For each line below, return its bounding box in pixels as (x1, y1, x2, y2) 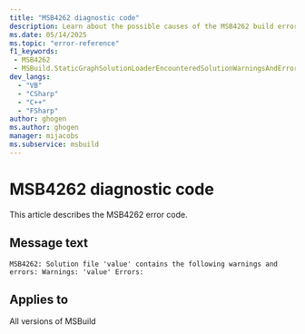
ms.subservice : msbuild (9, 140, 100, 149)
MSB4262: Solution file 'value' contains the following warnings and (9, 260, 279, 269)
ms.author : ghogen (9, 123, 79, 133)
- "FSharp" (17, 106, 59, 115)
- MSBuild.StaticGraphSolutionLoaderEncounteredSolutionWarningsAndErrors (13, 64, 302, 74)
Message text (9, 235, 89, 250)
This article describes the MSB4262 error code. (9, 209, 188, 220)
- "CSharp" (17, 89, 59, 98)
